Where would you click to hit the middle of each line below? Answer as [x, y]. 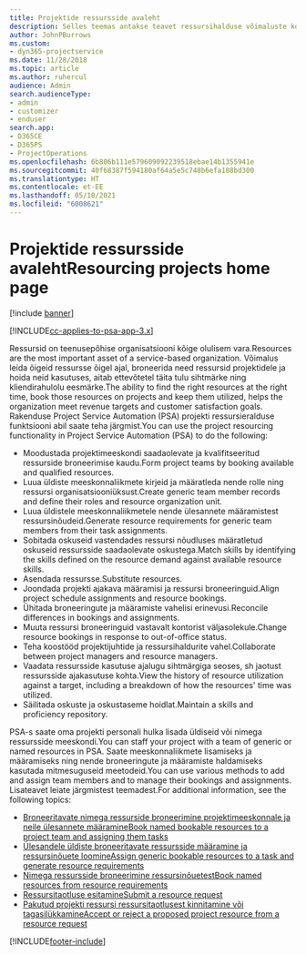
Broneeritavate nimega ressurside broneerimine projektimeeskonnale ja [157, 817]
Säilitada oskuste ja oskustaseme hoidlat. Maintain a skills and [138, 704]
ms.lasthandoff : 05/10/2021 [63, 196]
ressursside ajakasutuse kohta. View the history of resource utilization [153, 676]
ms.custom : [30, 43]
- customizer [34, 111]
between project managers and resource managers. [120, 655]
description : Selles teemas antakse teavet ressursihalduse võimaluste [148, 26]
